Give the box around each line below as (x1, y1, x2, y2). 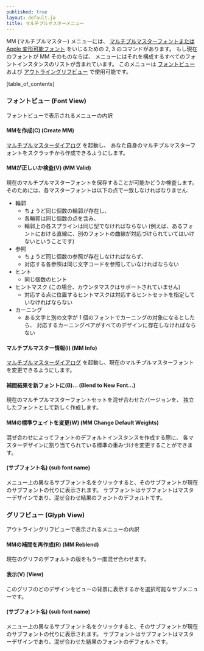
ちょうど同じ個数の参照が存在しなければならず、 (24, 253, 147, 260)
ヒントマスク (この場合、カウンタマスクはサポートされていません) (15, 283, 181, 291)
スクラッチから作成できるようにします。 (27, 149, 129, 156)
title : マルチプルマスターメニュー (6, 20, 85, 26)
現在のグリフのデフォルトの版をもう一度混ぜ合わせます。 (6, 555, 150, 563)
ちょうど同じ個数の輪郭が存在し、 (24, 207, 110, 215)
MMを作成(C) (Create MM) (6, 127, 74, 134)
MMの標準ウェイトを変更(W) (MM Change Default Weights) (6, 419, 160, 427)
